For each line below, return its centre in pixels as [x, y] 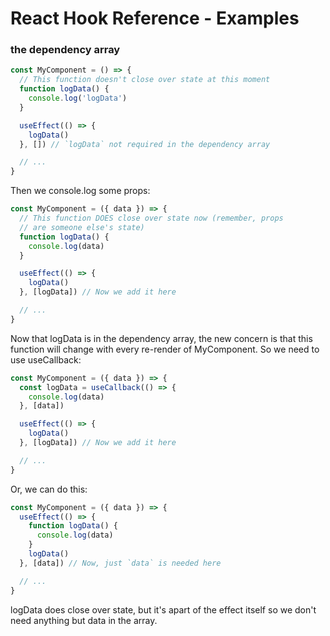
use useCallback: [46, 359]
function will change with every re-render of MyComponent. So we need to [165, 349]
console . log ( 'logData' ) [78, 98]
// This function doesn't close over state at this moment [145, 80]
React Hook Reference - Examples [155, 18]
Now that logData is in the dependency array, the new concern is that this [161, 338]
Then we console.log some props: [80, 191]
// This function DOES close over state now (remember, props [151, 218]
